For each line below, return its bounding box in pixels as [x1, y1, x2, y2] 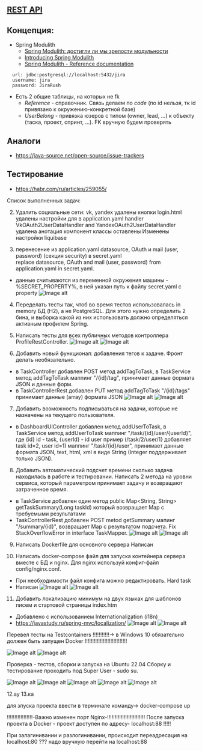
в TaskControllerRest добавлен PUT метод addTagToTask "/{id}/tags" [15, 387, 190, 394]
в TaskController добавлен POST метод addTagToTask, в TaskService [15, 368, 191, 375]
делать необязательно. [15, 356, 76, 363]
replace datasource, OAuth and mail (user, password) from [15, 258, 161, 266]
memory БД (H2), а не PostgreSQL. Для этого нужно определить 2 [15, 307, 186, 314]
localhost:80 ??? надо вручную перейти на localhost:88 [7, 738, 147, 745]
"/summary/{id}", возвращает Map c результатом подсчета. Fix [15, 523, 176, 530]
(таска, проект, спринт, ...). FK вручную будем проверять [24, 118, 172, 126]
